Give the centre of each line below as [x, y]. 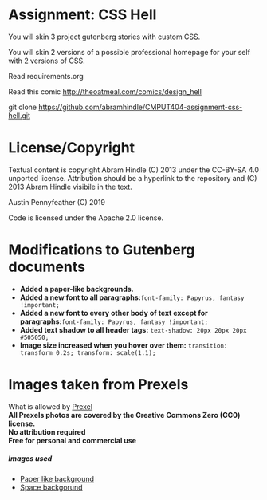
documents [47, 267]
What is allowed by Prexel [51, 406]
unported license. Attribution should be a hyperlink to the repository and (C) [133, 178]
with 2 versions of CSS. [47, 61]
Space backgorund [51, 487]
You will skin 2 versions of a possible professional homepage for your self [130, 52]
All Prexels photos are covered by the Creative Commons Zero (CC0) [124, 415]
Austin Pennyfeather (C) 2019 [57, 202]
